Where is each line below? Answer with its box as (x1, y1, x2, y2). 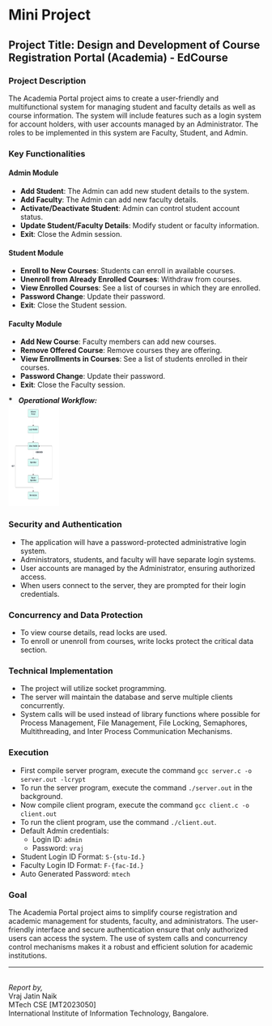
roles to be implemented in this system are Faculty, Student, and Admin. (8, 127, 249, 137)
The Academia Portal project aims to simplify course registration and (8, 907, 237, 917)
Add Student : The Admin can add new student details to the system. (19, 187, 249, 195)
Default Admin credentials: (19, 826, 109, 835)
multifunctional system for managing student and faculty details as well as (8, 101, 257, 111)
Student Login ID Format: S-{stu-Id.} (19, 852, 146, 861)
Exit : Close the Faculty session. (19, 380, 125, 390)
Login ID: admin (32, 834, 83, 844)
